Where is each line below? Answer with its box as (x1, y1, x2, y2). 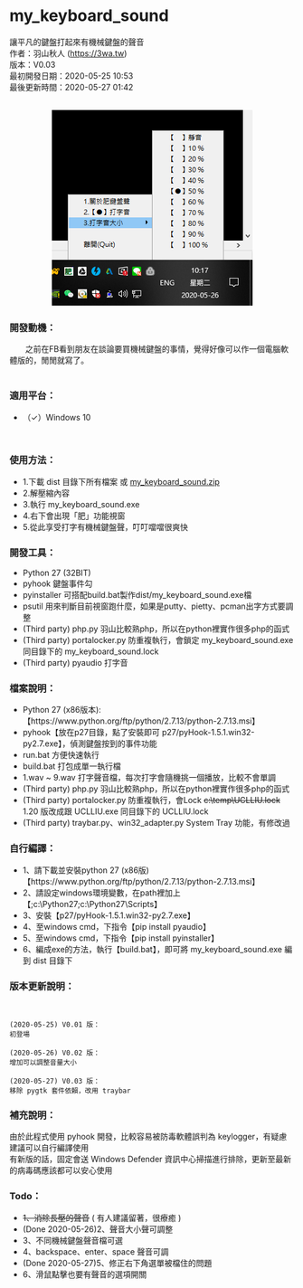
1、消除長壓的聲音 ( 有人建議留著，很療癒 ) (22, 1212, 182, 1223)
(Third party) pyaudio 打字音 (22, 658, 128, 668)
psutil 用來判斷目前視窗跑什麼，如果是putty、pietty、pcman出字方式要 (22, 601, 286, 611)
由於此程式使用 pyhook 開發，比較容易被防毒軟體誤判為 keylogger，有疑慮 (9, 1132, 288, 1142)
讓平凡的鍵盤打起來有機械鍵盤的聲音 (9, 36, 145, 47)
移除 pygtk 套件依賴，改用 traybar (9, 1086, 131, 1095)
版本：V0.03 (9, 59, 56, 70)
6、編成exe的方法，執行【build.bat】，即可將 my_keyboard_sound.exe (22, 943, 283, 954)
